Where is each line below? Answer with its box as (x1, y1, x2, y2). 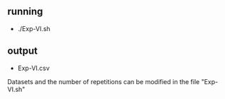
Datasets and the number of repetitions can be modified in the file (7, 77, 200, 86)
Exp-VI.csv (17, 64, 50, 72)
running (7, 6, 43, 18)
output (7, 45, 38, 57)
